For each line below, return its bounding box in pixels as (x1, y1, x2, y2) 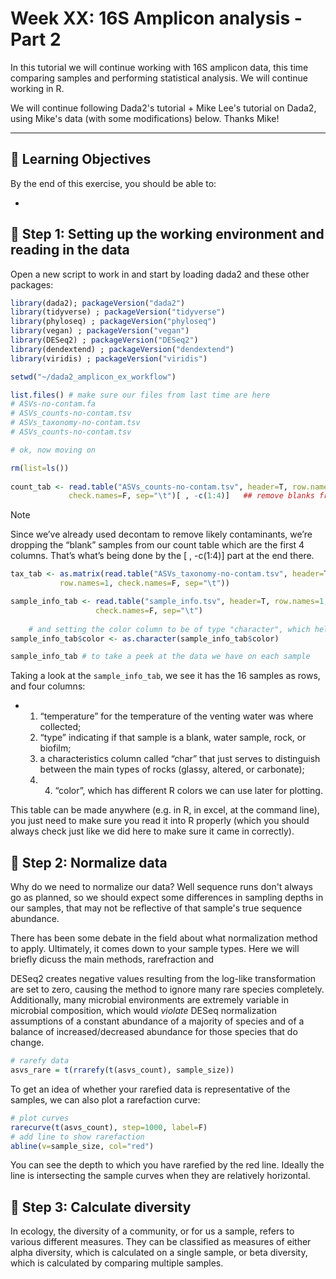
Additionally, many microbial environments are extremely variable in (10, 994, 289, 1006)
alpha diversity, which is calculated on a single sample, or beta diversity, (10, 1247, 308, 1259)
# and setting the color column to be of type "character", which (28, 624, 311, 634)
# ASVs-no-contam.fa (10, 399, 97, 409)
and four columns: (10, 680, 86, 692)
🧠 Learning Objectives (10, 151, 152, 168)
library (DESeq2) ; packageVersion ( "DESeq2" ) (10, 335, 199, 346)
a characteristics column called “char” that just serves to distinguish (39, 753, 321, 765)
